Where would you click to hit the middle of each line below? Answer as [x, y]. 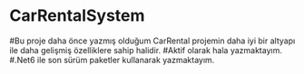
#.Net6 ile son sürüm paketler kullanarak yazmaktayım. [112, 60]
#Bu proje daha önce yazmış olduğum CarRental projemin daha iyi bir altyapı [152, 41]
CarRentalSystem [77, 16]
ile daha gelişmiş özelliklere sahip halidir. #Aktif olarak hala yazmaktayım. [146, 50]
